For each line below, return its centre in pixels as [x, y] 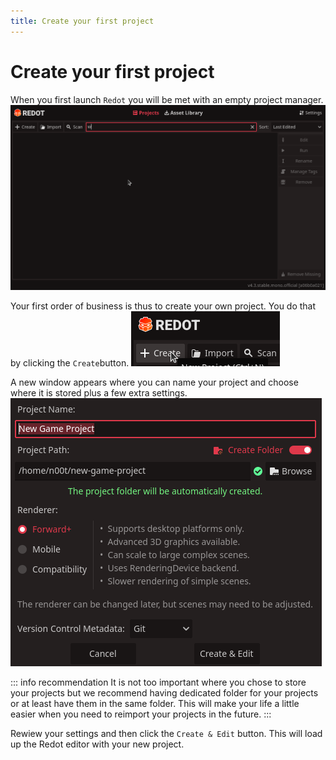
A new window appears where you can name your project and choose [154, 382]
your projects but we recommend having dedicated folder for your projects [164, 692]
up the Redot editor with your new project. [97, 744]
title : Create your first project [82, 21]
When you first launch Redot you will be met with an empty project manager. [167, 99]
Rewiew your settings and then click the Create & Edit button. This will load [166, 733]
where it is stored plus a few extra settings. [99, 392]
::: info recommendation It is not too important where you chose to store [158, 682]
